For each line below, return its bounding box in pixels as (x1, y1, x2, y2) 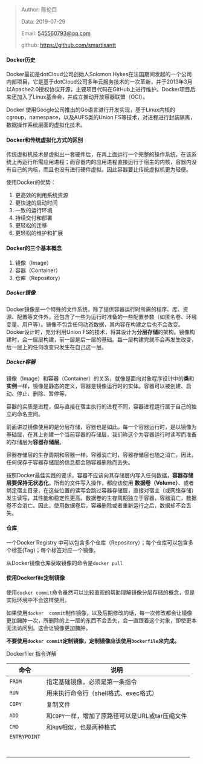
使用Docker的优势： (6, 178, 56, 186)
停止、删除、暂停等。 (16, 390, 70, 397)
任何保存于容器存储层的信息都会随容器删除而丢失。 (6, 459, 134, 466)
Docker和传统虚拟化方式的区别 (6, 136, 83, 143)
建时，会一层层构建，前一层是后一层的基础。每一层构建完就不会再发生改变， (6, 336, 197, 343)
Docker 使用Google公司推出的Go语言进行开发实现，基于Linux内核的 (6, 106, 175, 114)
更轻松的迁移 (14, 222, 47, 229)
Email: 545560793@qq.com (21, 30, 91, 37)
